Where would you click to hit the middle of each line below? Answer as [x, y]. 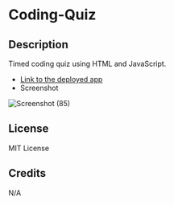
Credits [27, 173]
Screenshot [39, 88]
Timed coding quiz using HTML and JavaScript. [87, 64]
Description [38, 45]
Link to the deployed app [61, 79]
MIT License [29, 148]
